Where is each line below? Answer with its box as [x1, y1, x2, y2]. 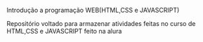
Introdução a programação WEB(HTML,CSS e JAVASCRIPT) [6, 6, 180, 14]
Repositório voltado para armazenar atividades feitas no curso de [6, 20, 196, 27]
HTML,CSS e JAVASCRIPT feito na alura [6, 27, 122, 35]
